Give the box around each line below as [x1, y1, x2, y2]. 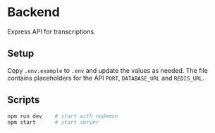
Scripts [7, 94, 40, 106]
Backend [7, 4, 60, 20]
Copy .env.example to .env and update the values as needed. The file [7, 66, 208, 74]
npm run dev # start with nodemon [7, 113, 118, 120]
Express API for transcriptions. [7, 27, 97, 36]
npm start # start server [7, 119, 99, 126]
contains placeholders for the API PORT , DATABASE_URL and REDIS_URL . [7, 73, 204, 82]
